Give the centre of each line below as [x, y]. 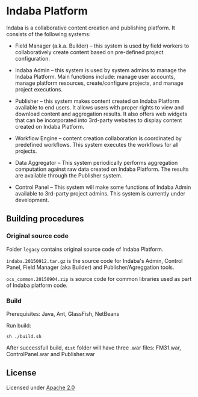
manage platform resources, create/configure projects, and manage [99, 83]
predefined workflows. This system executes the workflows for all [97, 144]
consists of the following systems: [48, 34]
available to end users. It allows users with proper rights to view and [99, 107]
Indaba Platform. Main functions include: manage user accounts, [95, 76]
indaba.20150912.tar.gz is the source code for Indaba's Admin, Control [94, 260]
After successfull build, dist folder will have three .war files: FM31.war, [94, 348]
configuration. [32, 58]
